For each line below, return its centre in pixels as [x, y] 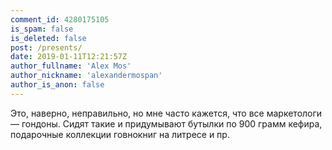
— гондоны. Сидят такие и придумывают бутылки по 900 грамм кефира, [166, 123]
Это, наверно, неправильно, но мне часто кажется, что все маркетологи [166, 113]
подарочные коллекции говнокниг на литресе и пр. [120, 134]
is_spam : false [42, 29]
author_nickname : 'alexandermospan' [86, 76]
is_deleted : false [48, 38]
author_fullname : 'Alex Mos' [71, 66]
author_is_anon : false [57, 85]
